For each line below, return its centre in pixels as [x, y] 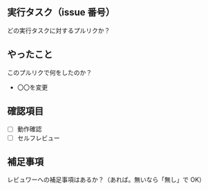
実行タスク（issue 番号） [61, 12]
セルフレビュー [38, 138]
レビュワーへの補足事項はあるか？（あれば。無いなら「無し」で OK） [106, 180]
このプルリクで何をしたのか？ [49, 72]
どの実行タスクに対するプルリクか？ [59, 31]
